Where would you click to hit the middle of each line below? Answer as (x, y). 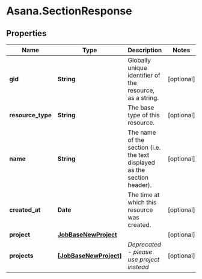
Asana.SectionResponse (69, 11)
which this (142, 202)
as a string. (143, 98)
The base (141, 108)
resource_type (31, 115)
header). (140, 185)
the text (138, 155)
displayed (141, 162)
